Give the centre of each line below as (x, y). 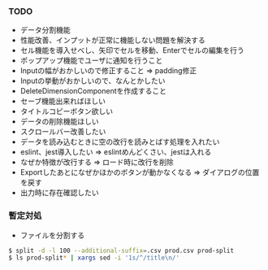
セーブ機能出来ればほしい (63, 101)
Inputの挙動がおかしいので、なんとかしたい (93, 81)
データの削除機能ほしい (59, 122)
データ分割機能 (45, 30)
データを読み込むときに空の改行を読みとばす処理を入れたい (120, 142)
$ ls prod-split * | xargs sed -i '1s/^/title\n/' (94, 258)
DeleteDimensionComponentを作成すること (93, 91)
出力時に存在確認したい (59, 193)
